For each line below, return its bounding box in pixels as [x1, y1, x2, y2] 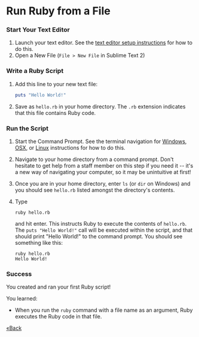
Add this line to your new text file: [14, 80, 97, 87]
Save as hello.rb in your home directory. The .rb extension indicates [14, 103, 186, 110]
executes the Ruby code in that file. [14, 313, 102, 320]
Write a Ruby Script [6, 67, 64, 75]
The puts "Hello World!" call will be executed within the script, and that [14, 226, 193, 233]
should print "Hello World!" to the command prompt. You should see [14, 232, 183, 240]
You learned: [6, 295, 38, 302]
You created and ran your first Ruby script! [6, 283, 111, 291]
